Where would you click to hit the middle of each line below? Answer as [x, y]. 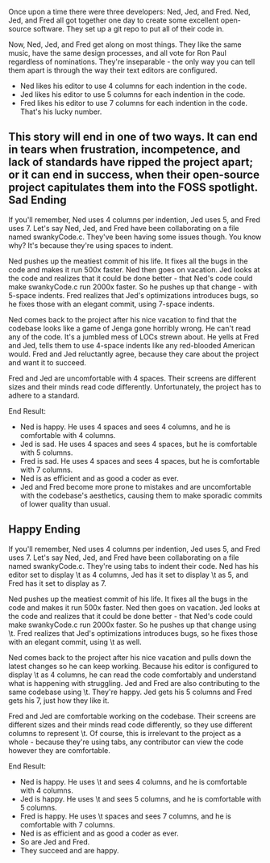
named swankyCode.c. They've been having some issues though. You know [135, 237]
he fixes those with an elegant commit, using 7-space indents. [112, 304]
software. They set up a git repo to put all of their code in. [129, 29]
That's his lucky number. [61, 112]
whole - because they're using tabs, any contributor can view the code [126, 742]
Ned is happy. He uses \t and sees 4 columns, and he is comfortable [133, 781]
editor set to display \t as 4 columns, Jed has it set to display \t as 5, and [128, 575]
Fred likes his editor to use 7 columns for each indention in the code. [134, 103]
